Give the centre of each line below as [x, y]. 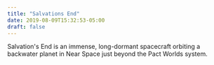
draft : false [26, 27]
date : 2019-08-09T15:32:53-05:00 [56, 20]
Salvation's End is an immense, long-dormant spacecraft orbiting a [104, 47]
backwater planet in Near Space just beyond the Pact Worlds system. [108, 54]
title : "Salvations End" [44, 14]
